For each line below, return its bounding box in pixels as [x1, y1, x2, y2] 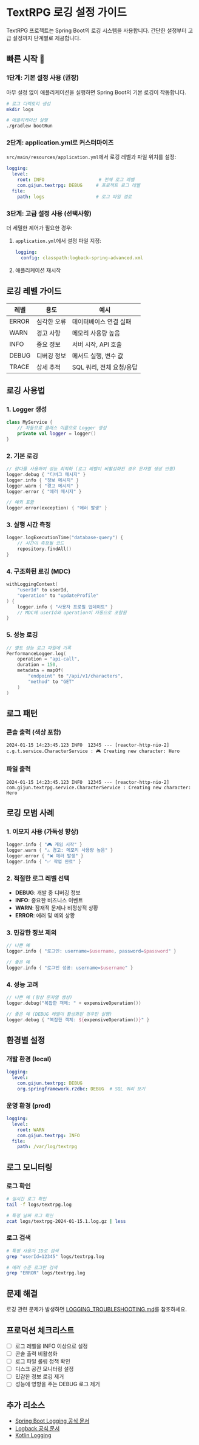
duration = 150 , [17, 662, 59, 668]
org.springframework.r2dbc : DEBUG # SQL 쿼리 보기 [17, 1086, 146, 1092]
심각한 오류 [36, 317, 67, 325]
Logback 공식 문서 [15, 1425, 60, 1432]
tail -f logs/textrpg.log [6, 1202, 72, 1208]
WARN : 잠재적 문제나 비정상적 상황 [15, 904, 98, 911]
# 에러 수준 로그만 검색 [6, 1264, 58, 1271]
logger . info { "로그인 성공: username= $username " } [6, 965, 133, 971]
